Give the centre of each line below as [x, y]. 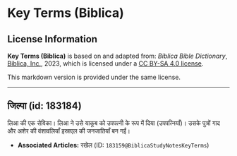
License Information [52, 39]
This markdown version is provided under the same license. [94, 77]
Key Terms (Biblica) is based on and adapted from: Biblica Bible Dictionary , [117, 56]
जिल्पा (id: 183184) [45, 106]
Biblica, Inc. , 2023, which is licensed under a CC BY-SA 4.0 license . [105, 64]
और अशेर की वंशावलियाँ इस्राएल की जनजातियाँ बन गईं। [69, 131]
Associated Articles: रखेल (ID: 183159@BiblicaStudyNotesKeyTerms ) [113, 145]
